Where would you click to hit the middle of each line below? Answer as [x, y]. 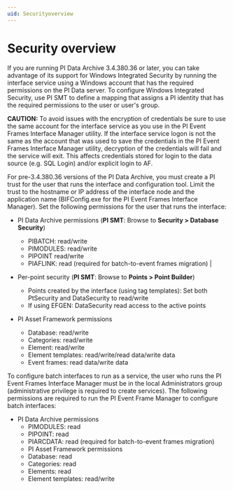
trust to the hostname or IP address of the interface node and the [101, 191]
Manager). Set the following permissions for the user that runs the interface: [117, 206]
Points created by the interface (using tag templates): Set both [118, 290]
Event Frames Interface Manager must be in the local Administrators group [115, 383]
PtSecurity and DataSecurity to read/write [88, 297]
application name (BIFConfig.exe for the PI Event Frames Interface [103, 199]
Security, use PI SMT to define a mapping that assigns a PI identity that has [115, 97]
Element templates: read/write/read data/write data [101, 355]
